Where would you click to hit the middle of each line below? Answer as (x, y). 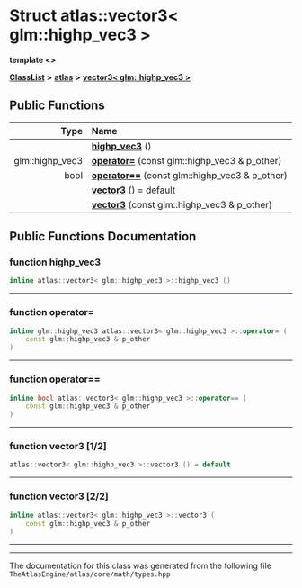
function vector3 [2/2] (59, 496)
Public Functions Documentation (103, 236)
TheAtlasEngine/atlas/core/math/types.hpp (90, 574)
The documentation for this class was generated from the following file (141, 566)
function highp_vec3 (55, 262)
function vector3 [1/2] (58, 447)
